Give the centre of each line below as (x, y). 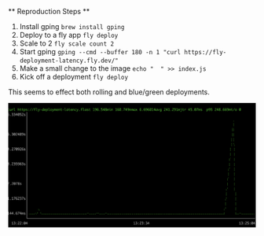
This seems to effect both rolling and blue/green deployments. (109, 92)
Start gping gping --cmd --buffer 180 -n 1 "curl (100, 52)
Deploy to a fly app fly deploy (69, 35)
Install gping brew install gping (72, 26)
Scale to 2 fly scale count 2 (67, 43)
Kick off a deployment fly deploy (73, 77)
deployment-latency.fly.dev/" (69, 61)
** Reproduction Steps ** (49, 11)
